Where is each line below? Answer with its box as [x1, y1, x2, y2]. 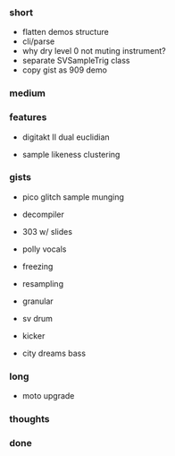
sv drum [21, 313, 54, 323]
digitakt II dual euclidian [21, 132, 110, 142]
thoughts [9, 413, 50, 426]
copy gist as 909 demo [21, 65, 107, 75]
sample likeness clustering [21, 149, 121, 159]
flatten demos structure [21, 27, 109, 38]
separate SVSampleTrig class [21, 56, 130, 66]
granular [21, 296, 54, 306]
